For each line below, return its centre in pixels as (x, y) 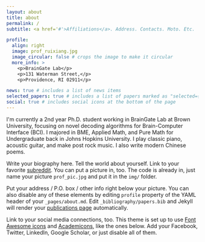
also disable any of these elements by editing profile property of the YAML (101, 194)
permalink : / (23, 23)
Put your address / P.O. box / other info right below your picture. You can (98, 188)
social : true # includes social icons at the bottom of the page (91, 102)
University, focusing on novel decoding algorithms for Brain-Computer (95, 126)
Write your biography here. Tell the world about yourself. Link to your (93, 163)
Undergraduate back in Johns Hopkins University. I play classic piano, (94, 138)
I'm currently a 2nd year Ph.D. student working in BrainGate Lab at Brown (98, 119)
